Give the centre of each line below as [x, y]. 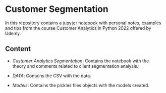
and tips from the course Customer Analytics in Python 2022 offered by [78, 28]
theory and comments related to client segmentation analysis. [75, 66]
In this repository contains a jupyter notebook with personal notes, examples [83, 23]
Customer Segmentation [57, 9]
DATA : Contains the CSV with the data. [52, 76]
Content [18, 49]
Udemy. [13, 33]
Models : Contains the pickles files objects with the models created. [81, 85]
